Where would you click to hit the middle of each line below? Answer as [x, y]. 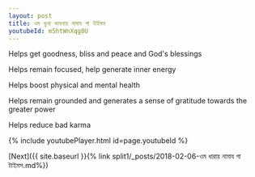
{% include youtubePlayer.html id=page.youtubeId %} [98, 141]
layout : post [30, 16]
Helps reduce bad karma [50, 125]
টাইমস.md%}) [28, 166]
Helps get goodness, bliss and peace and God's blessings [105, 54]
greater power [32, 109]
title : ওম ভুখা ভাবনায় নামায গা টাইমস [57, 23]
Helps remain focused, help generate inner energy [92, 70]
